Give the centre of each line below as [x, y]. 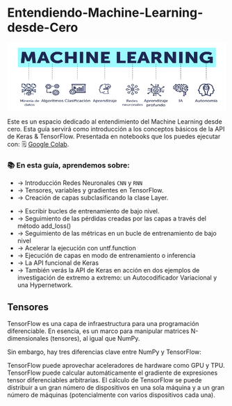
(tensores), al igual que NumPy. [95, 338]
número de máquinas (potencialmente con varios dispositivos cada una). [111, 395]
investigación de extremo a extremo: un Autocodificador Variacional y [117, 278]
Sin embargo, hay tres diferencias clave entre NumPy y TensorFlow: [104, 352]
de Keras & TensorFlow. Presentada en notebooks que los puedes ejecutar [114, 136]
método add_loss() [44, 226]
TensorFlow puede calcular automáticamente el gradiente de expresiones [113, 373]
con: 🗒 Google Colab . [38, 144]
